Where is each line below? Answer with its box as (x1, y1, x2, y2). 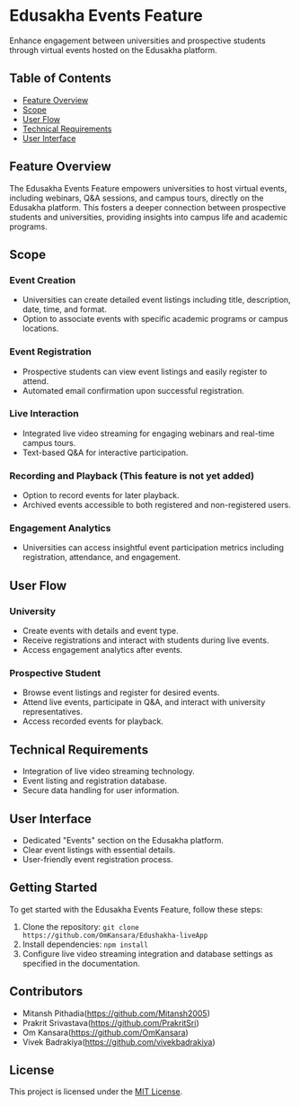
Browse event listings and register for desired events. (22, 687, 220, 698)
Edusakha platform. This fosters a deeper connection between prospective (9, 201, 287, 212)
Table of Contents (9, 71, 112, 86)
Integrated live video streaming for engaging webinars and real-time (22, 428, 275, 439)
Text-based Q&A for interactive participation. (22, 447, 189, 458)
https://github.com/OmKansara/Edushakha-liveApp (22, 931, 208, 940)
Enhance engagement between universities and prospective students (9, 35, 267, 46)
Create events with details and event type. (22, 626, 180, 637)
